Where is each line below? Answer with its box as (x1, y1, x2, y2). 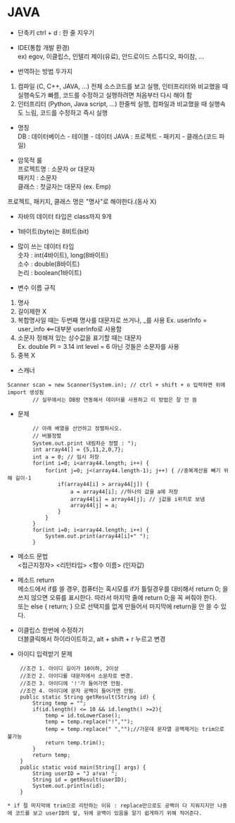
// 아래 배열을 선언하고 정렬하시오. (32, 425, 122, 432)
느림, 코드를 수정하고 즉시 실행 (25, 108, 108, 117)
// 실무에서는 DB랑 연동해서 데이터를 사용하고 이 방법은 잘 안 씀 (32, 396, 197, 403)
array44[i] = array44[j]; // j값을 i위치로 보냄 (70, 495, 205, 503)
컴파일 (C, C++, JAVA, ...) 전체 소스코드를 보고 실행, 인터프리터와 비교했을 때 (17, 82, 229, 90)
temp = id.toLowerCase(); (44, 712, 121, 719)
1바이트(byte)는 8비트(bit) (17, 227, 89, 236)
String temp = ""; (32, 699, 87, 707)
